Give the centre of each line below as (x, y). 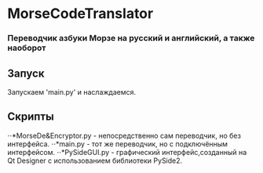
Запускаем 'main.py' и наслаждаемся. (72, 92)
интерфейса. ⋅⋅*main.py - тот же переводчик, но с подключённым (118, 144)
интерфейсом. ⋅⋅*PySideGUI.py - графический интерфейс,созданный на (127, 152)
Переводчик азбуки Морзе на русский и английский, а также (131, 38)
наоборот (27, 48)
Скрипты (31, 117)
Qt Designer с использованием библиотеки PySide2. (95, 160)
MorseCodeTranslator (80, 14)
